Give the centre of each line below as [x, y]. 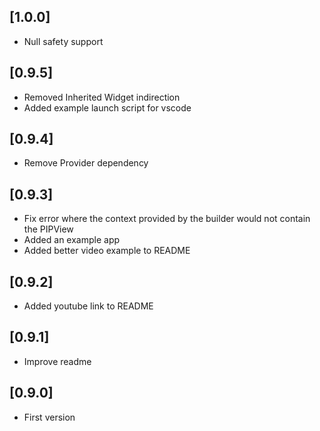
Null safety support [63, 41]
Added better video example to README [107, 251]
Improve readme [57, 361]
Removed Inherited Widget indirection [102, 97]
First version [49, 417]
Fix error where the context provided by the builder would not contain [167, 219]
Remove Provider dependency [86, 163]
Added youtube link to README [88, 306]
